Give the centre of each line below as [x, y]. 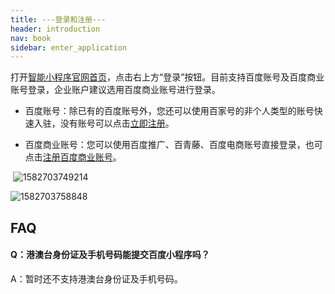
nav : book [31, 38]
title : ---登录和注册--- [58, 19]
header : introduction [55, 29]
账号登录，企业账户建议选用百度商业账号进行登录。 [115, 90]
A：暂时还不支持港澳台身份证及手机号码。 [96, 278]
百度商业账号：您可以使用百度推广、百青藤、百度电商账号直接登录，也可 [173, 145]
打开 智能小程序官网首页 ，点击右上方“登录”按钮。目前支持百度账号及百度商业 [167, 77]
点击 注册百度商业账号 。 [73, 157]
